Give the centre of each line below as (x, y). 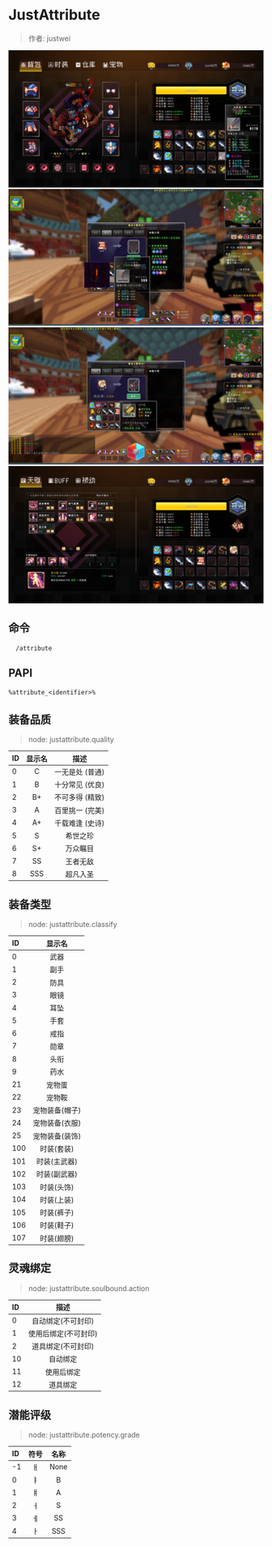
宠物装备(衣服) (57, 1123)
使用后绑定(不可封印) (63, 1333)
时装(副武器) (57, 1174)
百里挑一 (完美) (80, 810)
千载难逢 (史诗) (80, 823)
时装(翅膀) (57, 1238)
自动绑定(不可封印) (63, 1321)
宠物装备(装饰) (57, 1135)
